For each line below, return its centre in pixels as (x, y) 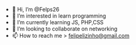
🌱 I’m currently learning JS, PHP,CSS (58, 22)
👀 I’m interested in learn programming (59, 16)
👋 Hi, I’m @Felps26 (35, 9)
